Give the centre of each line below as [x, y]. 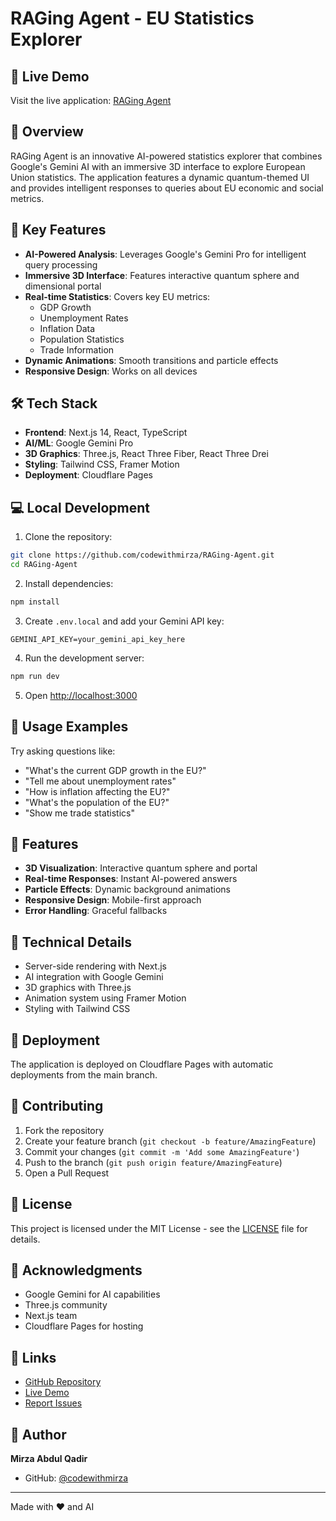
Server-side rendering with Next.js [95, 966]
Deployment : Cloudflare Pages [88, 475]
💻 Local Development [80, 507]
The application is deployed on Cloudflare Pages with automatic [142, 1064]
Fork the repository [64, 1130]
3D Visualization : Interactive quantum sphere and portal [141, 868]
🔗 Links [33, 1357]
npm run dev [35, 676]
